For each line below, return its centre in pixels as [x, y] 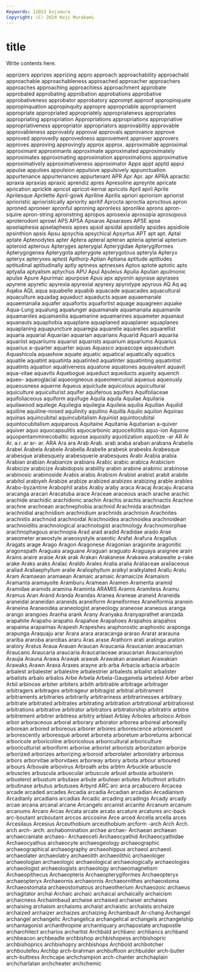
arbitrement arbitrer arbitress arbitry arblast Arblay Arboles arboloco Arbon [99, 716]
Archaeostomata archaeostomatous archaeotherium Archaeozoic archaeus [98, 887]
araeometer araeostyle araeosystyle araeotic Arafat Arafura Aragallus [92, 538]
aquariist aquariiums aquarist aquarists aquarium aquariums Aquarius [91, 342]
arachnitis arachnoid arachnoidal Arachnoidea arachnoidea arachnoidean [96, 519]
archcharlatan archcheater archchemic [54, 964]
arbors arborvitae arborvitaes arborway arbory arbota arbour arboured [93, 761]
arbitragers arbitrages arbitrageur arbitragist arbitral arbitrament [85, 691]
